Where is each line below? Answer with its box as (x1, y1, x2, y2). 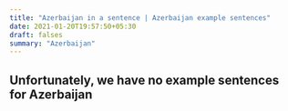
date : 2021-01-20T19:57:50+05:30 (9, 22, 137, 31)
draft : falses (9, 30, 64, 39)
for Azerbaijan (9, 86, 93, 102)
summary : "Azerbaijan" (9, 38, 96, 48)
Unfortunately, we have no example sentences (9, 72, 280, 87)
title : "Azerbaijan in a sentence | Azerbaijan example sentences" (9, 13, 272, 23)
